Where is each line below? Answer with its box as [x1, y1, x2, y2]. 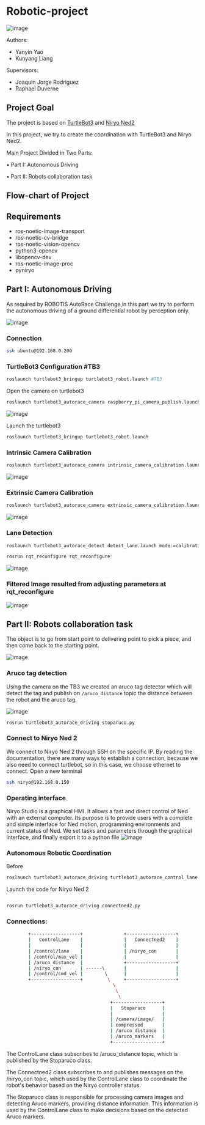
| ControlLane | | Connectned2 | [28, 937, 179, 943]
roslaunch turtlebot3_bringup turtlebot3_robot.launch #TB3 [6, 376, 163, 383]
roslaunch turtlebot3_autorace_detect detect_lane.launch [6, 542, 157, 548]
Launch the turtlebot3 [6, 422, 61, 429]
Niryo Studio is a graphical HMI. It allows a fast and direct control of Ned [6, 808, 188, 814]
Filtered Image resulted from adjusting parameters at [6, 580, 167, 588]
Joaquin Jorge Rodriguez [15, 78, 79, 86]
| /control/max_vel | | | [28, 954, 179, 960]
